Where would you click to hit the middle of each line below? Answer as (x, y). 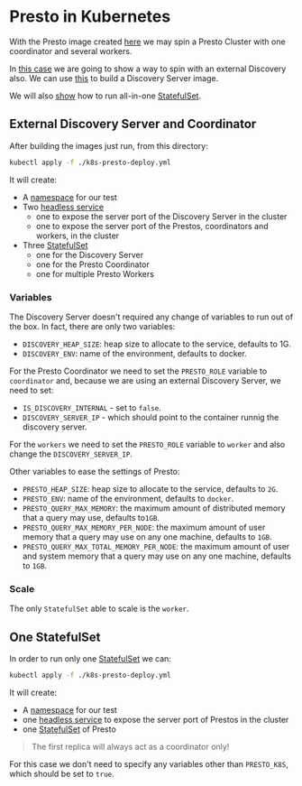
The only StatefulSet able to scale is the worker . (99, 609)
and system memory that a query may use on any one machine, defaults (156, 556)
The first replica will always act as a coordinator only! (130, 746)
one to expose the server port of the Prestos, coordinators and (152, 226)
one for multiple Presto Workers (95, 273)
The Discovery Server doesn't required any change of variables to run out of (151, 317)
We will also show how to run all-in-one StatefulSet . (105, 96)
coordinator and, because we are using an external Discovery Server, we (145, 380)
